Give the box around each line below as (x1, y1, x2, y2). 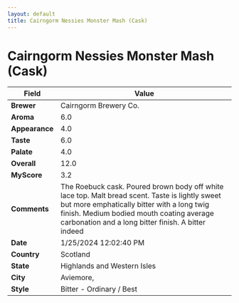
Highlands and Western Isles (60, 261, 156, 271)
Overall (11, 158, 36, 168)
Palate (11, 147, 33, 157)
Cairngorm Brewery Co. (60, 101, 140, 111)
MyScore (11, 170, 43, 180)
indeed (60, 226, 84, 236)
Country (11, 250, 40, 260)
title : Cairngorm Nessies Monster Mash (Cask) (7, 17, 148, 24)
